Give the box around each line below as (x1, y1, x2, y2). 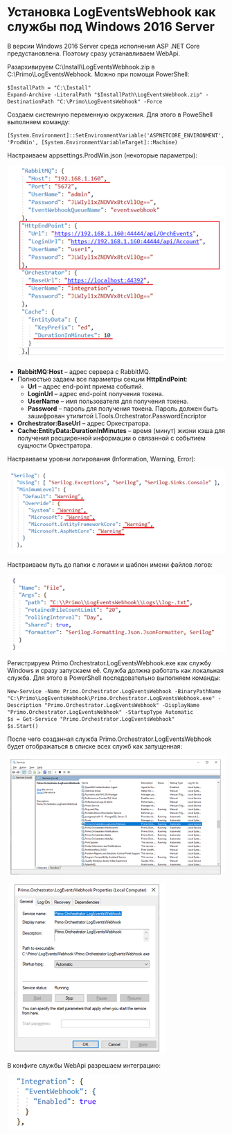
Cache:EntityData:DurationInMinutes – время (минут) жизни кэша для (17, 427, 226, 435)
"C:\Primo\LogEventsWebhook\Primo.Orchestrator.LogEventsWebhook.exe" (7, 694, 215, 701)
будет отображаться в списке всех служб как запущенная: (7, 742, 182, 750)
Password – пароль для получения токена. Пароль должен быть (27, 404, 218, 413)
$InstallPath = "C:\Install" (7, 84, 91, 91)
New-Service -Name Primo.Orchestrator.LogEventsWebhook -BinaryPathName (7, 688, 222, 694)
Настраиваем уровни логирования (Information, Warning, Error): (7, 455, 196, 463)
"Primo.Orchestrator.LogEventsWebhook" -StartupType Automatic (7, 708, 194, 715)
